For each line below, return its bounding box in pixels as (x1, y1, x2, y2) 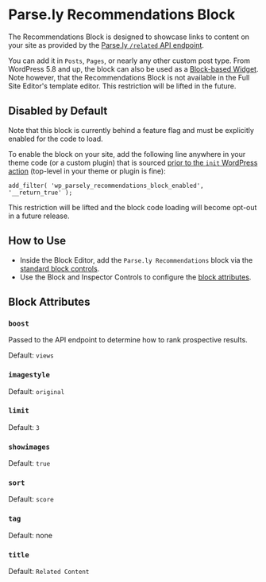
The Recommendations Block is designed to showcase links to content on (8, 32, 250, 41)
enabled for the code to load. (8, 134, 103, 143)
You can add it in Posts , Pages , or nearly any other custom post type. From (8, 56, 250, 65)
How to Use (8, 234, 67, 248)
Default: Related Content (8, 567, 90, 576)
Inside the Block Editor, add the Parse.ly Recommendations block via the (19, 255, 253, 264)
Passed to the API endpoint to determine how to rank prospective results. (8, 335, 248, 345)
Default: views (8, 350, 54, 360)
